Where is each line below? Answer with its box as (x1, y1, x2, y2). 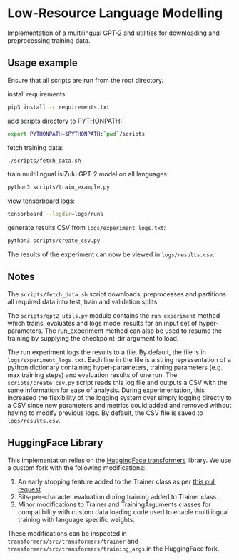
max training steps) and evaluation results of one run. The (7, 370, 178, 379)
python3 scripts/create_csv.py (7, 237, 101, 244)
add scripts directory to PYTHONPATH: (7, 116, 123, 125)
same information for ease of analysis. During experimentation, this (7, 386, 205, 394)
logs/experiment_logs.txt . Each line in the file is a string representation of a (7, 355, 232, 364)
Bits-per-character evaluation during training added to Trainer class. (17, 492, 219, 501)
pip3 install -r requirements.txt (7, 104, 111, 111)
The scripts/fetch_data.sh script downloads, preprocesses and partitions (7, 289, 227, 298)
